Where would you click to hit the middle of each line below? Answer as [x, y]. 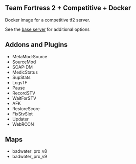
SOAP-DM [23, 67]
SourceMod [24, 62]
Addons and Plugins [36, 45]
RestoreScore [26, 108]
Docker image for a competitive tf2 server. [48, 20]
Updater [21, 119]
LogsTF [20, 82]
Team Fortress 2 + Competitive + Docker [68, 8]
